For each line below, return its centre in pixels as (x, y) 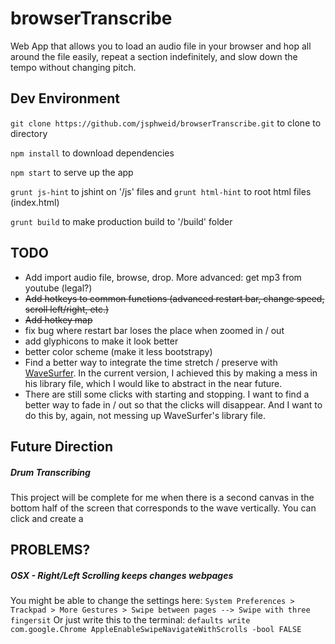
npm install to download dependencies (92, 153)
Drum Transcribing (50, 472)
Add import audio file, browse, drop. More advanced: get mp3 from (163, 277)
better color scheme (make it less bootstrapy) (118, 351)
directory (29, 133)
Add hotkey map (58, 319)
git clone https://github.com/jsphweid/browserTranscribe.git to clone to (166, 123)
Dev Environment (65, 98)
